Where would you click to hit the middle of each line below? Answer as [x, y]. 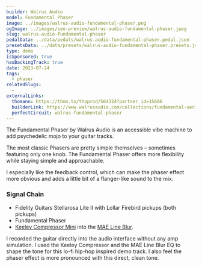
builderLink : [28, 107]
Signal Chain [25, 195]
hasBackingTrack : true [35, 62]
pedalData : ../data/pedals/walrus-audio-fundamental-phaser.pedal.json [98, 40]
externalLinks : [25, 96]
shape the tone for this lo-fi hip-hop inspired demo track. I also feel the [94, 251]
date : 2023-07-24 [28, 68]
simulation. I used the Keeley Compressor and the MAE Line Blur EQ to [93, 245]
